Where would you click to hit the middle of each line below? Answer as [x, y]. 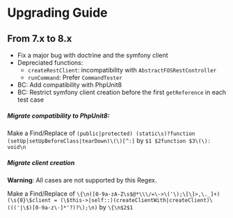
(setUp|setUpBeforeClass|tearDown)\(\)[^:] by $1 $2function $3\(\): [109, 140]
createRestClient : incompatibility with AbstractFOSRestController [122, 70]
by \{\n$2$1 [116, 207]
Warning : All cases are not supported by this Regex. [82, 180]
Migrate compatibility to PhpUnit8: [58, 116]
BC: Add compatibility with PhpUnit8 [70, 85]
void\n [17, 147]
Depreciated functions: [50, 63]
